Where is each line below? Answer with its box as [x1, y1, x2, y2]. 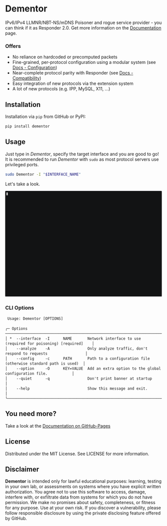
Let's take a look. [5, 181, 40, 187]
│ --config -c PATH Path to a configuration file [5, 356, 150, 361]
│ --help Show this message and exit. [5, 386, 148, 391]
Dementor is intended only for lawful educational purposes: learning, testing [5, 478, 162, 485]
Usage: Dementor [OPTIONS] [7, 316, 64, 321]
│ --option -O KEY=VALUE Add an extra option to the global [5, 366, 162, 371]
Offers [5, 42, 21, 49]
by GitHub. [5, 516, 27, 522]
